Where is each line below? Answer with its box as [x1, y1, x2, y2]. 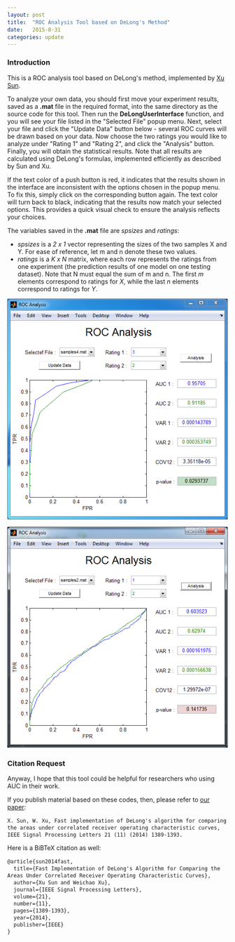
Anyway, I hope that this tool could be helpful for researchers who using [7, 774, 215, 783]
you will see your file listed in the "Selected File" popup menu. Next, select [7, 117, 222, 126]
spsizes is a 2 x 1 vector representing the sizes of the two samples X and [17, 239, 227, 248]
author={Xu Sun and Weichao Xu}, [13, 880, 111, 887]
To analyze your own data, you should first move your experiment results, [7, 95, 219, 103]
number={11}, [13, 901, 52, 908]
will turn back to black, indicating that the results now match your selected [7, 197, 222, 206]
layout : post [7, 11, 45, 18]
